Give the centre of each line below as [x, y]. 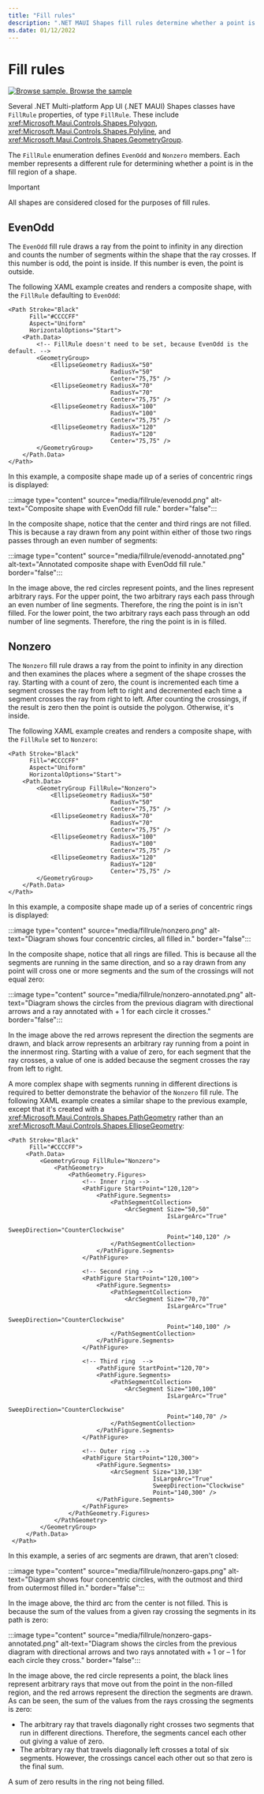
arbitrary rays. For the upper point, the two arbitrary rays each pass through [131, 596]
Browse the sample [101, 91]
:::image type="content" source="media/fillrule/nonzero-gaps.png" [117, 1571]
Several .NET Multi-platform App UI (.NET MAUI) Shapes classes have [122, 107]
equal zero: [26, 979]
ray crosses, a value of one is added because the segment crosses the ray [129, 1060]
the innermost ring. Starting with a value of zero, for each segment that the [130, 1052]
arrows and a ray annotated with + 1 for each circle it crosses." [110, 1011]
